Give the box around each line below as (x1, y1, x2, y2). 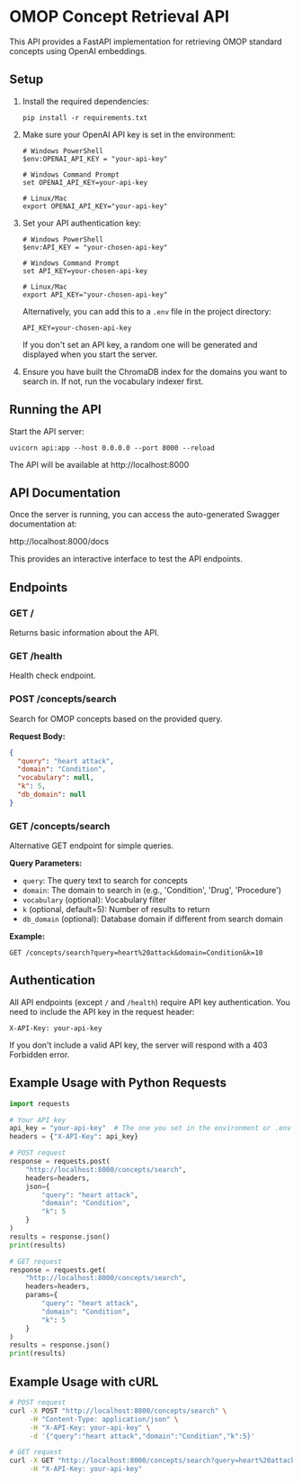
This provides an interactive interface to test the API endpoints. (9, 553, 243, 564)
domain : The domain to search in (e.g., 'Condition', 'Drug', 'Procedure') (22, 885, 281, 896)
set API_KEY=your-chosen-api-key (22, 266, 148, 276)
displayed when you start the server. (22, 349, 158, 360)
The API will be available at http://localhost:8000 (9, 459, 190, 470)
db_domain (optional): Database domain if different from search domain (22, 913, 283, 925)
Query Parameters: (9, 858, 83, 869)
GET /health (9, 649, 63, 662)
